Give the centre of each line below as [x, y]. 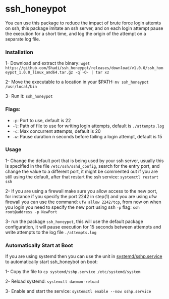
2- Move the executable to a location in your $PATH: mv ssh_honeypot [77, 82]
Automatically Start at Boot [39, 245]
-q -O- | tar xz [92, 72]
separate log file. [23, 39]
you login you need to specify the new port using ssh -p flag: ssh [72, 207]
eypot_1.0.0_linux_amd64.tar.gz [39, 72]
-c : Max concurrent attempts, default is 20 [57, 131]
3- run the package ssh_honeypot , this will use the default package [74, 221]
